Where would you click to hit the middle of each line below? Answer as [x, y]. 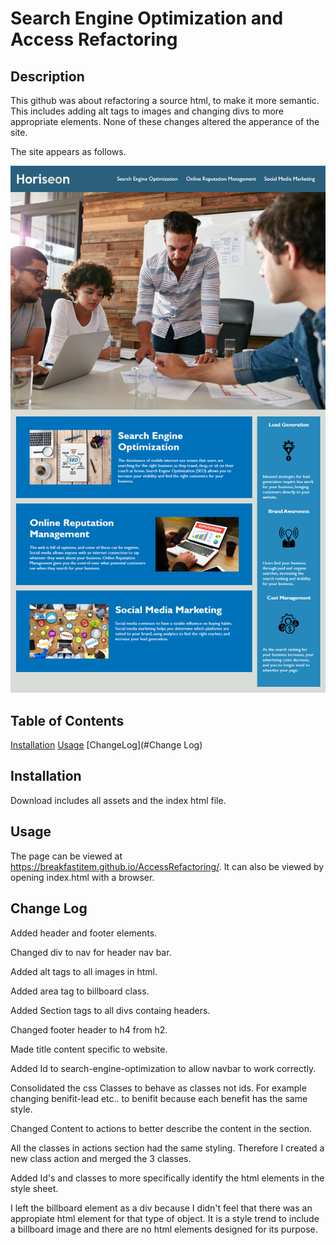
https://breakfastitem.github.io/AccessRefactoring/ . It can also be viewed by [167, 866]
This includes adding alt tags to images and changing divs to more [147, 111]
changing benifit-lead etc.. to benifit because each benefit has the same [159, 1098]
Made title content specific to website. [89, 1049]
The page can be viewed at [66, 856]
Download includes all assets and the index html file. [118, 800]
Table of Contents [67, 720]
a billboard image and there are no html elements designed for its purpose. [164, 1229]
